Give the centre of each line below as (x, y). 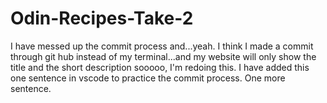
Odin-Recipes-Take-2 (102, 18)
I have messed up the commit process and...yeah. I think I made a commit (162, 46)
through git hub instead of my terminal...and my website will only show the (163, 56)
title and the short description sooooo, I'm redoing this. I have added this (160, 67)
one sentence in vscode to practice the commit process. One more (148, 78)
